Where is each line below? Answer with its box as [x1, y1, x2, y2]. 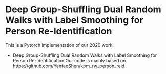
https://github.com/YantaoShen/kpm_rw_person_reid [12, 63, 125, 69]
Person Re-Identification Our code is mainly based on [12, 57, 126, 63]
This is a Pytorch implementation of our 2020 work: [5, 42, 114, 48]
